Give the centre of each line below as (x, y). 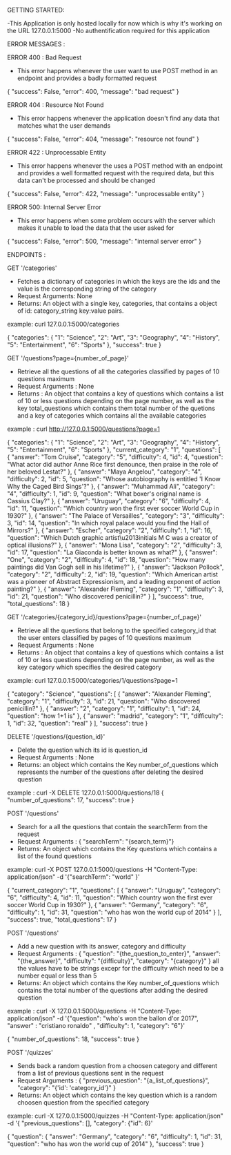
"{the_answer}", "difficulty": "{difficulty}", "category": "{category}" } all (118, 961)
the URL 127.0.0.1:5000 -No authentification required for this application (109, 31)
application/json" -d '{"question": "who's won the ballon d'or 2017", (103, 1018)
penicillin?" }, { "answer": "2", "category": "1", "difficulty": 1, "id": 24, (104, 708)
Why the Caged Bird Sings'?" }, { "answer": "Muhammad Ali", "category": (111, 486)
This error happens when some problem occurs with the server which (116, 221)
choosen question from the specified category (83, 1103)
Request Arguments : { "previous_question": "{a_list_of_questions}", (113, 1080)
